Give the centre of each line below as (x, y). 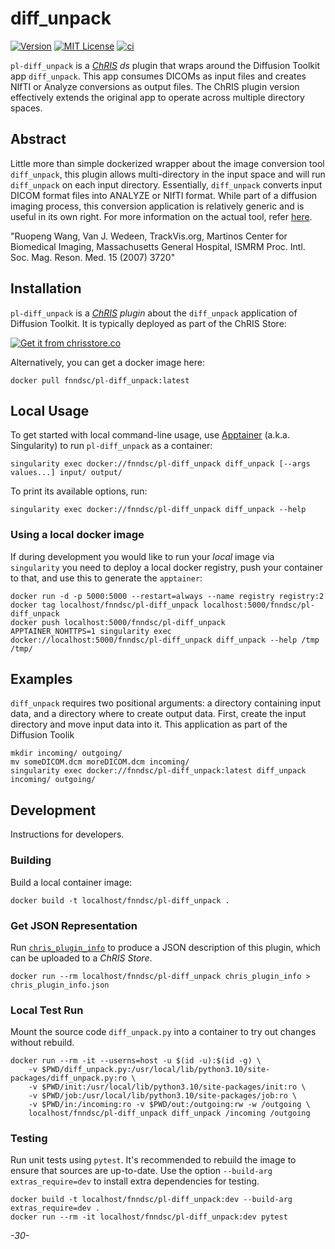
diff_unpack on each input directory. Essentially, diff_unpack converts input (166, 184)
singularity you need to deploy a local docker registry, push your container (167, 567)
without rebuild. (42, 1043)
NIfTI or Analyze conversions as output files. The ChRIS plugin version (155, 86)
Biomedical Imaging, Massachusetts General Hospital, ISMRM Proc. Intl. (158, 246)
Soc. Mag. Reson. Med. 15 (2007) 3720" (93, 257)
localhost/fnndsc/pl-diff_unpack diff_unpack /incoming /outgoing (169, 1113)
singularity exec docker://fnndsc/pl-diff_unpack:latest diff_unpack (158, 771)
